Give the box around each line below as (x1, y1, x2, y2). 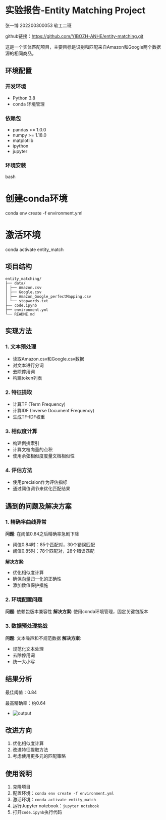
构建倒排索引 (12, 440, 39, 446)
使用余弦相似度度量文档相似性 (12, 453, 75, 459)
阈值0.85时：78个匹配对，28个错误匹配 (12, 548, 95, 554)
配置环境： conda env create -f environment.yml (12, 790, 115, 796)
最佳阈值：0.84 (5, 689, 37, 695)
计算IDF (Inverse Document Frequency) (12, 407, 95, 413)
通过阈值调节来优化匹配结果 (12, 485, 71, 492)
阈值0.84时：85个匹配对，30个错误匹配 (12, 542, 95, 548)
